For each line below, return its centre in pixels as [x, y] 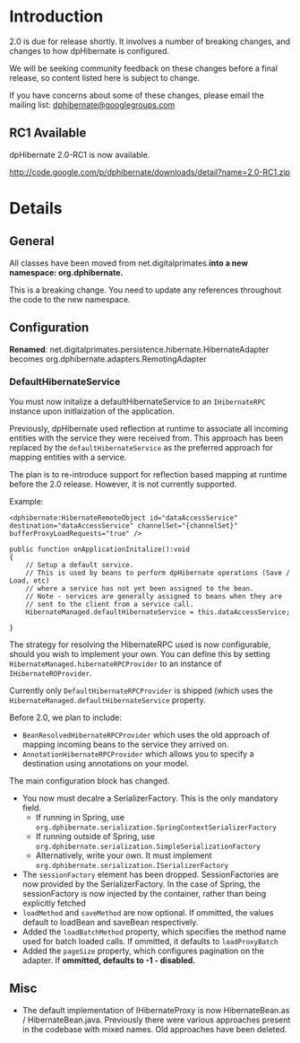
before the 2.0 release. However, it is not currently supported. [123, 484]
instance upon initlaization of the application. [92, 411]
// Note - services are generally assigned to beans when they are [154, 596]
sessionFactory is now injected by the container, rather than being [144, 893]
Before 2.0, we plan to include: [66, 717]
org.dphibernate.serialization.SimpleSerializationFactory [148, 846]
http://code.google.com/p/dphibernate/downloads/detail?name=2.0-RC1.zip [150, 171]
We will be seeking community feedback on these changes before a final [143, 68]
